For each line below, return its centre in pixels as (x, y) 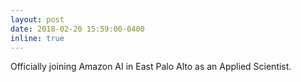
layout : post (37, 19)
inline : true (37, 38)
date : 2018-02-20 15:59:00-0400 (77, 29)
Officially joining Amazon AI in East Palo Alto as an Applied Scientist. (151, 67)
